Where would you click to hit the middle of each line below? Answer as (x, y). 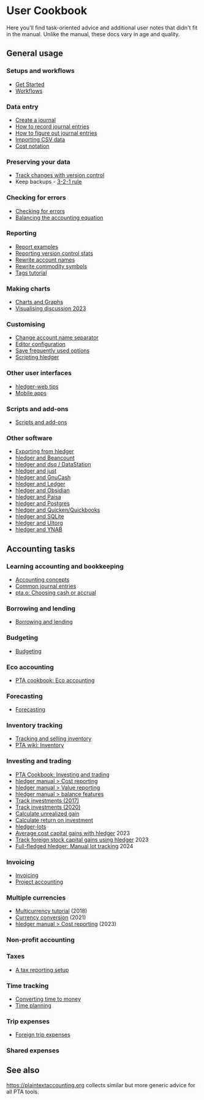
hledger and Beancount (45, 458)
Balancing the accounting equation (59, 218)
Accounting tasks (41, 549)
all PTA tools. (23, 1091)
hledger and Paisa (38, 497)
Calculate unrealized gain (47, 813)
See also (23, 1070)
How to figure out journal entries (56, 133)
